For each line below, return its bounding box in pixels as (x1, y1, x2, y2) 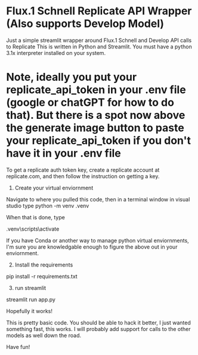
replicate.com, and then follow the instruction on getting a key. (6, 172, 160, 180)
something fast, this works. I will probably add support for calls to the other (6, 325, 191, 332)
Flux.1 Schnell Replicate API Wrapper (6, 4, 192, 18)
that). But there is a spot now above (6, 109, 185, 122)
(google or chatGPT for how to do (6, 96, 175, 109)
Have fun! (6, 343, 30, 350)
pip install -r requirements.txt (6, 273, 78, 280)
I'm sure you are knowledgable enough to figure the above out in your (6, 243, 178, 250)
